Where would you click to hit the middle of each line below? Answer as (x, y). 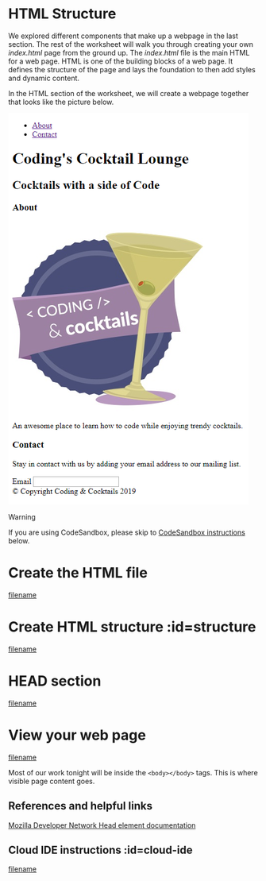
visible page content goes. (52, 781)
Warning (22, 516)
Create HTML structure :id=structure (132, 627)
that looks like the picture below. (61, 102)
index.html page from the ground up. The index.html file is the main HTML (129, 52)
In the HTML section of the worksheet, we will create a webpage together (129, 93)
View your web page (77, 735)
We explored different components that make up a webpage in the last (123, 36)
